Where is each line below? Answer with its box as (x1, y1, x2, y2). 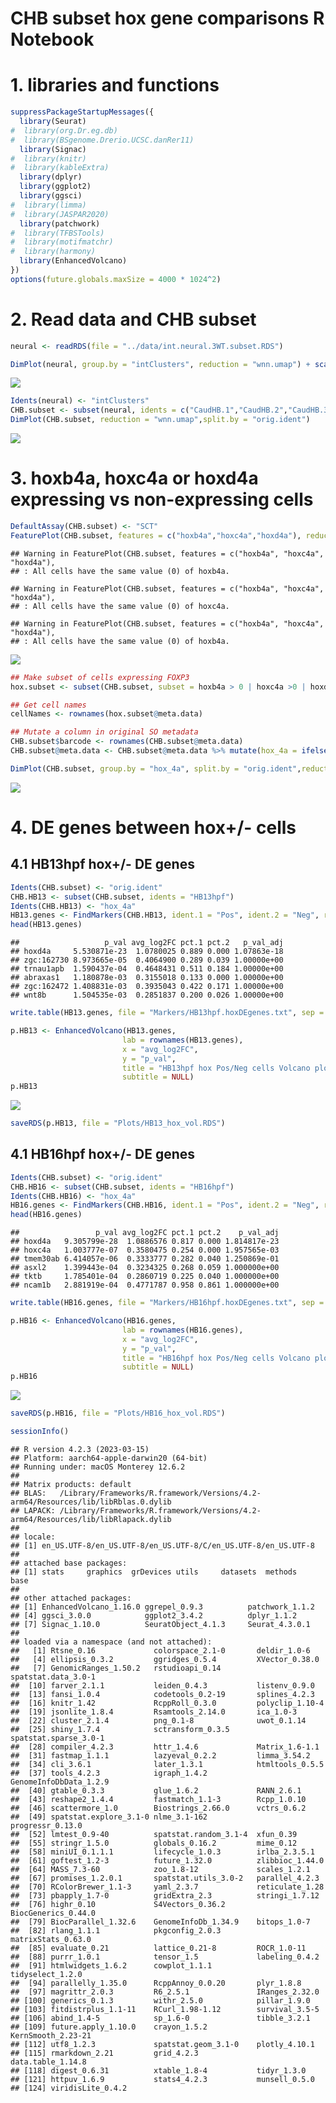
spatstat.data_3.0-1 (10, 1672, 97, 1682)
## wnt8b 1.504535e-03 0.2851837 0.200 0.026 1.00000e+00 (10, 990, 284, 1001)
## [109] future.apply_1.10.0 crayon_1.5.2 (10, 2022, 208, 2032)
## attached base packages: (10, 1558, 128, 1568)
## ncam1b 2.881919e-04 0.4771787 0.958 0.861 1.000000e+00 (10, 1280, 280, 1291)
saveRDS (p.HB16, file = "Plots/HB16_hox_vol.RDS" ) (10, 1408, 226, 1419)
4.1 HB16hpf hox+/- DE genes (10, 1146, 196, 1163)
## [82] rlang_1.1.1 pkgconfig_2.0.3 (10, 1925, 222, 1936)
